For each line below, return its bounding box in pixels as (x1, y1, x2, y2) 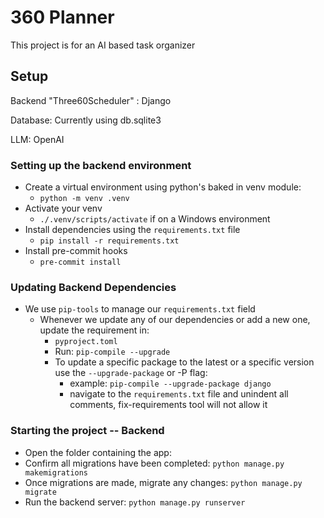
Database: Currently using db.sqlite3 (10, 114, 162, 126)
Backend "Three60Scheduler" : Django (10, 94, 172, 106)
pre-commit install (39, 257, 122, 268)
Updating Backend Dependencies (10, 280, 177, 294)
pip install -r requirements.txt (39, 236, 180, 246)
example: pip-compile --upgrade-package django (69, 377, 272, 390)
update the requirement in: (39, 324, 150, 336)
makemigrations (24, 467, 89, 478)
